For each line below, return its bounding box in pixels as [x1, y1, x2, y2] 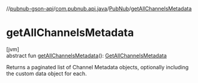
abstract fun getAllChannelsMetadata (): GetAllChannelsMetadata [6, 52, 167, 59]
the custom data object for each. [6, 70, 87, 77]
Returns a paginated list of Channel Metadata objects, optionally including [6, 63, 189, 70]
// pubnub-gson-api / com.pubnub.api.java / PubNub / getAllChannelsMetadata [6, 5, 192, 12]
